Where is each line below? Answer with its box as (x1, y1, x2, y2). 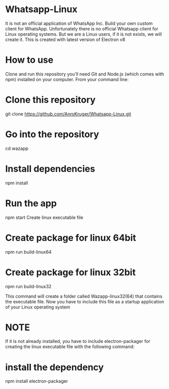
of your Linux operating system (5, 304, 70, 310)
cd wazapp (5, 145, 29, 151)
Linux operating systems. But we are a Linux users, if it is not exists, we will (5, 31, 162, 37)
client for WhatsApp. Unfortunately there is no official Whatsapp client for (5, 25, 158, 31)
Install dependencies (5, 163, 95, 174)
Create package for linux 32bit (5, 266, 136, 278)
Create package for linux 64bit (5, 232, 137, 244)
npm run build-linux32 (5, 283, 52, 289)
